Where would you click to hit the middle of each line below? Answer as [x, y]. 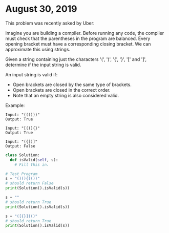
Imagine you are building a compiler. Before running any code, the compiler [85, 33]
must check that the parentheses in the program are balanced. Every [78, 38]
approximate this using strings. [38, 49]
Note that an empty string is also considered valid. [66, 95]
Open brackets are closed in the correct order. [62, 90]
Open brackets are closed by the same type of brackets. [72, 84]
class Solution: [23, 155]
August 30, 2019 [41, 9]
